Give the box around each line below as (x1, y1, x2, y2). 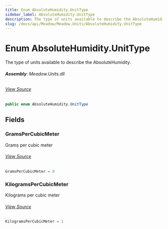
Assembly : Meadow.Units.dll (5, 70, 65, 76)
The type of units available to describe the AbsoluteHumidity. (5, 59, 131, 65)
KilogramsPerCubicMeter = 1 (5, 219, 64, 224)
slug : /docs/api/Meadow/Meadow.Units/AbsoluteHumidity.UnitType (5, 21, 142, 26)
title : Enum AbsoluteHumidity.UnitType (5, 7, 88, 12)
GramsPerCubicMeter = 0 (5, 168, 55, 174)
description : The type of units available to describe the (5, 16, 131, 21)
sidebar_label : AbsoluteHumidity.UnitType (5, 12, 95, 17)
